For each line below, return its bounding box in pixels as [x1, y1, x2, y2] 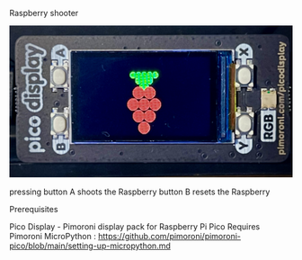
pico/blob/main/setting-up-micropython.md [9, 240, 171, 251]
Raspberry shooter [9, 8, 79, 18]
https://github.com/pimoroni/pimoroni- [97, 231, 241, 242]
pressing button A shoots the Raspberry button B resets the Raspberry [9, 186, 271, 197]
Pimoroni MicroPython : [9, 231, 96, 242]
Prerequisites [9, 204, 58, 215]
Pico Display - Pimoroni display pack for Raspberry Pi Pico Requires [9, 221, 261, 232]
